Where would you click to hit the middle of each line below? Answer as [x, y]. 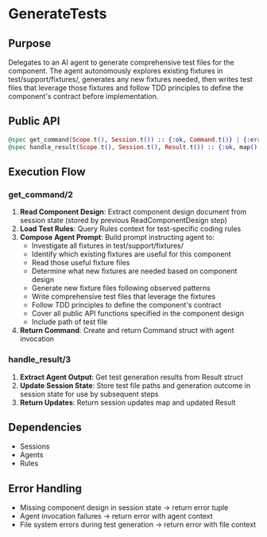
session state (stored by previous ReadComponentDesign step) [124, 221]
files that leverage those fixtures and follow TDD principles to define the [126, 88]
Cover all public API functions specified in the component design [138, 314]
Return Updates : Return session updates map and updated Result [128, 402]
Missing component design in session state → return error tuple [124, 508]
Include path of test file [70, 322]
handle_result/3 [40, 359]
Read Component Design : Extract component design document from [133, 212]
